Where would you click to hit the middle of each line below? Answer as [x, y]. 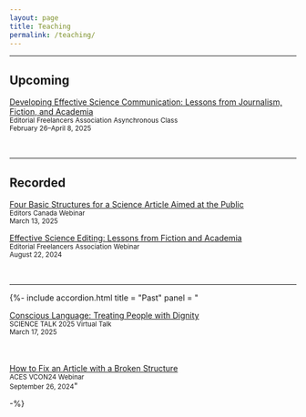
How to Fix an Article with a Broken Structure [94, 368]
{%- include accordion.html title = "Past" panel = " [104, 298]
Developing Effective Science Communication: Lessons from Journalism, [146, 102]
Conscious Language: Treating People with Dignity [104, 315]
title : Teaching [40, 26]
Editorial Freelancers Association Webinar [75, 247]
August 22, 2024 [36, 255]
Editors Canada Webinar [47, 213]
